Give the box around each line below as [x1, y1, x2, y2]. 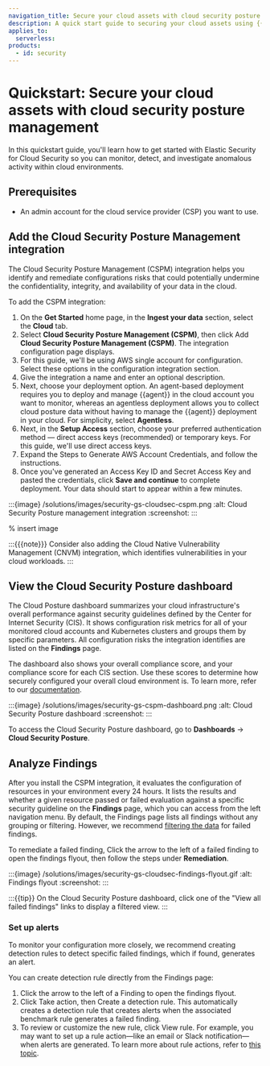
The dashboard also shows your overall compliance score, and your [8, 659, 233, 669]
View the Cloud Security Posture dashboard [8, 579, 233, 593]
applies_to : [8, 27, 48, 35]
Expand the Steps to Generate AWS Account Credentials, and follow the [19, 449, 259, 459]
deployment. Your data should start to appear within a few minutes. [19, 483, 243, 493]
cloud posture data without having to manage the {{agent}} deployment [19, 406, 257, 416]
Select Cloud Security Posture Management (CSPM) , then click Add [19, 330, 249, 339]
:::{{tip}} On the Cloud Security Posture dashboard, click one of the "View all [8, 894, 261, 903]
